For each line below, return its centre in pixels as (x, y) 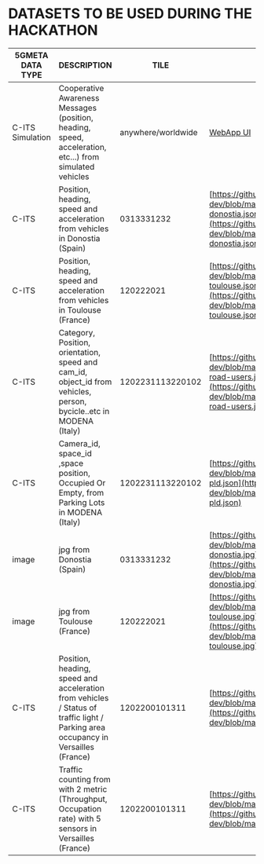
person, (73, 401)
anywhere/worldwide (159, 132)
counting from (85, 779)
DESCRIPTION (85, 65)
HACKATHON (53, 30)
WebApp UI (230, 132)
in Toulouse (80, 309)
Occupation (80, 808)
